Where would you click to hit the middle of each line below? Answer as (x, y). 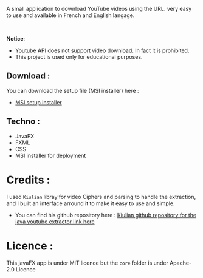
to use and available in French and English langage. (71, 15)
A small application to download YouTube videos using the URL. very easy (99, 9)
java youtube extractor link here (55, 222)
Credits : (28, 180)
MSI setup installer (38, 102)
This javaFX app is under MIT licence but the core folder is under (88, 263)
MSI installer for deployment (50, 155)
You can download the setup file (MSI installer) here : (73, 90)
